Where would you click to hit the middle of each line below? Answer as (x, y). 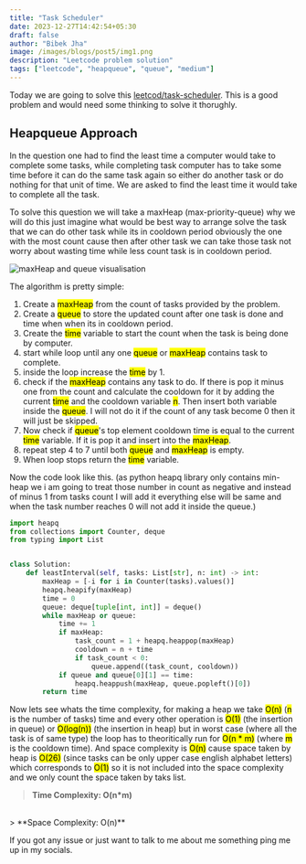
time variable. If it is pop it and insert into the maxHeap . (127, 440)
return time (65, 692)
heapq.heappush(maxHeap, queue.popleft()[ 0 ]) (163, 683)
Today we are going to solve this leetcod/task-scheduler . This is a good (144, 95)
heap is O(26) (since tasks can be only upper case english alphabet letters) (151, 758)
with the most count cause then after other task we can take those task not (151, 241)
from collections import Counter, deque (88, 531)
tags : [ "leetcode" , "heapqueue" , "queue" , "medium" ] (112, 69)
